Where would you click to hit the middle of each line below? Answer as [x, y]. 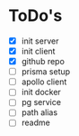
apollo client [44, 82]
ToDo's [35, 16]
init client [38, 51]
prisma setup [46, 72]
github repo [43, 62]
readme [35, 122]
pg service [41, 102]
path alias [39, 112]
